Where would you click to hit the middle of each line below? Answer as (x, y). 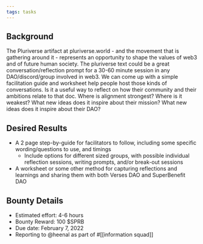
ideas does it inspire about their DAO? (53, 109)
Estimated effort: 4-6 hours (49, 215)
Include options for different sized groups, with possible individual (107, 156)
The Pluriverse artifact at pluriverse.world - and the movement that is (93, 51)
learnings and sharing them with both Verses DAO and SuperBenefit (100, 175)
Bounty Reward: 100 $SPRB (50, 222)
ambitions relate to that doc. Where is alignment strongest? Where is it (94, 96)
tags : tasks (21, 12)
